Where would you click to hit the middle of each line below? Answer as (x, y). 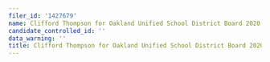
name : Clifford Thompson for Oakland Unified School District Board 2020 (135, 23)
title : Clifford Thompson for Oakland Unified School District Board (127, 46)
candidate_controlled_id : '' (57, 31)
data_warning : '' (37, 38)
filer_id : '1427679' (43, 16)
